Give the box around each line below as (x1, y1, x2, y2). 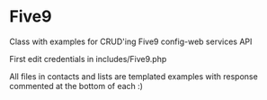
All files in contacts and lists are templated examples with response (9, 70, 258, 82)
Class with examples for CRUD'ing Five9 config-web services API (9, 36, 253, 47)
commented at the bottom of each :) (9, 80, 144, 91)
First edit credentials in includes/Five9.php (9, 53, 167, 64)
